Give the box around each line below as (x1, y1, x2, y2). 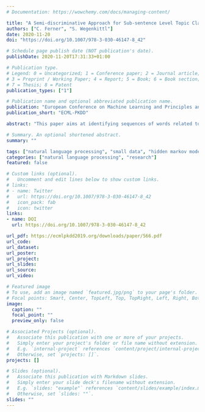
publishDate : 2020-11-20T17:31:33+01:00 (6, 54, 111, 60)
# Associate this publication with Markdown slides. (6, 374, 149, 380)
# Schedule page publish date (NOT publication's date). (6, 48, 154, 54)
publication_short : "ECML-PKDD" (6, 110, 88, 116)
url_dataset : (6, 244, 40, 250)
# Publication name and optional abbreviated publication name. (6, 98, 173, 104)
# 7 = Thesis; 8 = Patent (6, 82, 72, 88)
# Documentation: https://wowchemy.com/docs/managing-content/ (6, 9, 171, 15)
